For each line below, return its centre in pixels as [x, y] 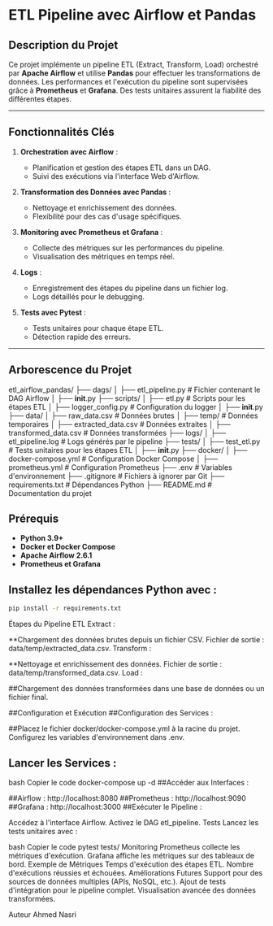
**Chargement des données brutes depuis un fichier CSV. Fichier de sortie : [136, 640]
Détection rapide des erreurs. [82, 337]
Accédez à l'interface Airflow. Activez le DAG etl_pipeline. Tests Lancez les [134, 822]
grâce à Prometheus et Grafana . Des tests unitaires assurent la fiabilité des [135, 90]
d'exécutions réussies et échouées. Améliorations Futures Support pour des [135, 872]
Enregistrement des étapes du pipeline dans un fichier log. [130, 288]
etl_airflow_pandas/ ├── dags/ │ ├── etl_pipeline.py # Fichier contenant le [134, 389]
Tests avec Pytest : [53, 312]
